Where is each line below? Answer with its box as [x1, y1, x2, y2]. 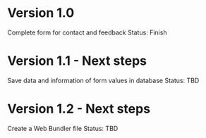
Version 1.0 [7, 5, 75, 21]
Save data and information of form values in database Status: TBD [7, 76, 200, 84]
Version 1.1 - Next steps [7, 53, 147, 69]
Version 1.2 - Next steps [7, 101, 150, 117]
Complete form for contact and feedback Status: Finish [7, 28, 167, 37]
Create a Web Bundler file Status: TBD [7, 124, 119, 132]
